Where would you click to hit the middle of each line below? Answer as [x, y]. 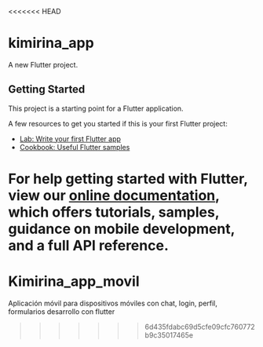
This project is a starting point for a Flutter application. [96, 108]
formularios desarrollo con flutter [62, 311]
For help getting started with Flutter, [128, 179]
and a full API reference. [88, 245]
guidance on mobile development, [122, 229]
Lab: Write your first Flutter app [70, 139]
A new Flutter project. [43, 64]
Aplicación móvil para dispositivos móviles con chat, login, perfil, [113, 303]
